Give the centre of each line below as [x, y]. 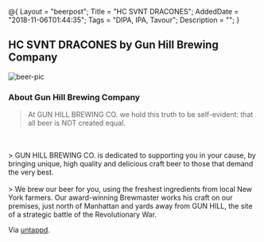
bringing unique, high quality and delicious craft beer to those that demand [131, 164]
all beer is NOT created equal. [76, 123]
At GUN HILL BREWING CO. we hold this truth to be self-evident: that [140, 115]
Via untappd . [29, 230]
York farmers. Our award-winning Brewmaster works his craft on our [120, 197]
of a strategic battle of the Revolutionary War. [83, 215]
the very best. [31, 172]
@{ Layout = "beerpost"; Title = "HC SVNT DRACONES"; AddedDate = [124, 12]
